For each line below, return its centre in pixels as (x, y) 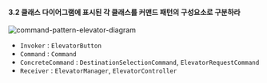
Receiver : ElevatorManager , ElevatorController (98, 70)
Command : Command (48, 54)
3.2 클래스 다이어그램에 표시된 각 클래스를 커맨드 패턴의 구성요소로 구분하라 (125, 12)
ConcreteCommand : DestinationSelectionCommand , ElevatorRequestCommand (139, 62)
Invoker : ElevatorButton (61, 45)
